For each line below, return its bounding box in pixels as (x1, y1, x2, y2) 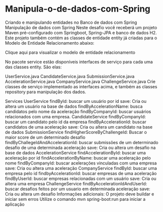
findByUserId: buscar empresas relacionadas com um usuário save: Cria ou (5, 176, 157, 181)
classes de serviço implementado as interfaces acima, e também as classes (5, 83, 157, 89)
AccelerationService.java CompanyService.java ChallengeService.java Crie (5, 79, 156, 84)
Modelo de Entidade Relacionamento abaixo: (5, 40, 95, 46)
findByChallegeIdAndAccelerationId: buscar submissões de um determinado (5, 139, 159, 145)
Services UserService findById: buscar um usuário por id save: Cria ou (5, 98, 147, 104)
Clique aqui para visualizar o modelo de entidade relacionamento (5, 49, 135, 55)
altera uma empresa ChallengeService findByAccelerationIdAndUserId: (5, 180, 147, 186)
